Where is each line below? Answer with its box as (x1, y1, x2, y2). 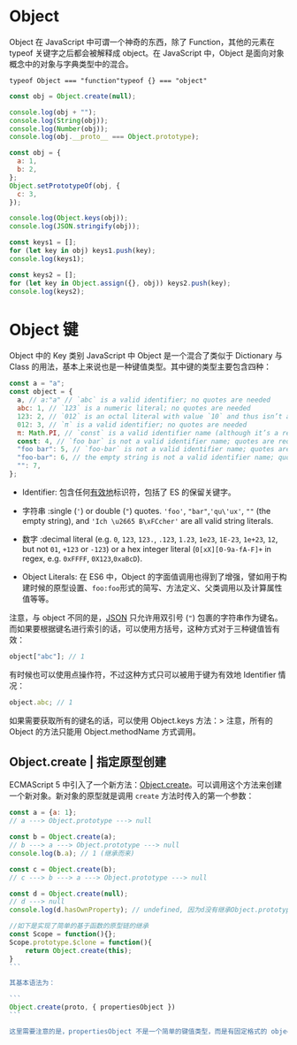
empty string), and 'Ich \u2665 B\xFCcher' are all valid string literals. (21, 515, 274, 526)
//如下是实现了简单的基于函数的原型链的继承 (9, 922, 149, 931)
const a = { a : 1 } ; (9, 808, 77, 818)
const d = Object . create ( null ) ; (9, 889, 128, 898)
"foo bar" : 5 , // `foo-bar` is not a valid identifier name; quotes (17, 445, 275, 454)
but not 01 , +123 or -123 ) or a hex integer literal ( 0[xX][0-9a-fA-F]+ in (21, 543, 272, 554)
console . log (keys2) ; (9, 287, 86, 296)
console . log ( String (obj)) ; (9, 116, 109, 125)
